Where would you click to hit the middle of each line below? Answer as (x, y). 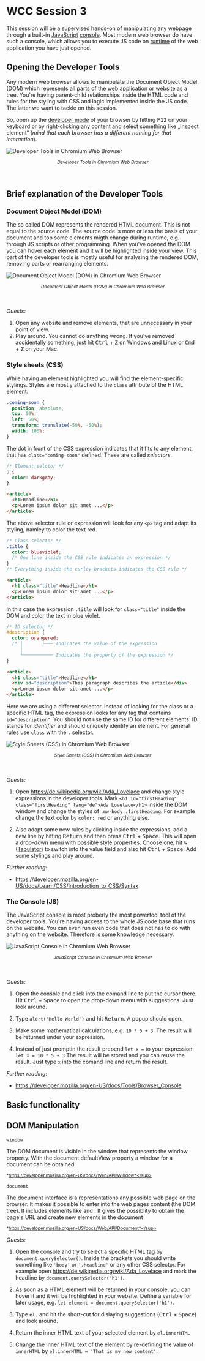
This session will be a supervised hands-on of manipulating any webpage (99, 28)
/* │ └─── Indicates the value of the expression (84, 644)
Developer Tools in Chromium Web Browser (103, 162)
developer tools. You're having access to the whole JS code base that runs (101, 921)
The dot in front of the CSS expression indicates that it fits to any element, (100, 448)
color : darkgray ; (34, 478)
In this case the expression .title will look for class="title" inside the (96, 609)
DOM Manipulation (43, 1126)
